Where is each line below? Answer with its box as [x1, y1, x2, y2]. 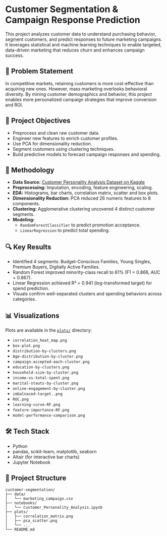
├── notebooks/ [5, 500, 37, 505]
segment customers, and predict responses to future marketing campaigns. [5, 36, 162, 42]
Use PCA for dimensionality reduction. [12, 140, 92, 147]
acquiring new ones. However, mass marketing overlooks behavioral [5, 86, 147, 92]
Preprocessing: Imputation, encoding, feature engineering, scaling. [12, 185, 153, 191]
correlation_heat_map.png [12, 338, 67, 343]
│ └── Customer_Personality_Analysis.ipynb [5, 505, 102, 510]
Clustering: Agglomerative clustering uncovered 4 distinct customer [12, 206, 155, 212]
